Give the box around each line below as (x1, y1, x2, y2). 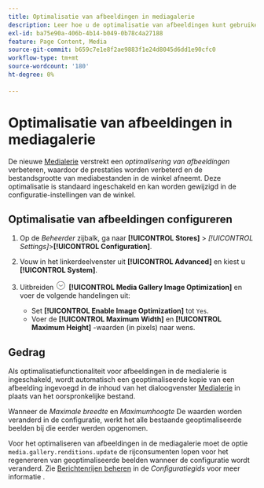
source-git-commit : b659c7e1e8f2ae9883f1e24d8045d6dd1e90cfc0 (8, 46, 216, 54)
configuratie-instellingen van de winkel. (8, 189, 136, 200)
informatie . (8, 472, 46, 482)
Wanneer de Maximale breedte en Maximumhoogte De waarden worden (8, 407, 242, 416)
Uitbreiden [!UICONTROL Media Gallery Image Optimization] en (19, 283, 242, 292)
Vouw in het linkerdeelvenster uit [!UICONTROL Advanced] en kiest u (19, 257, 246, 266)
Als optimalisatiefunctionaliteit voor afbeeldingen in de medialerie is (8, 366, 227, 376)
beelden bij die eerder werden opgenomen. (8, 424, 148, 433)
